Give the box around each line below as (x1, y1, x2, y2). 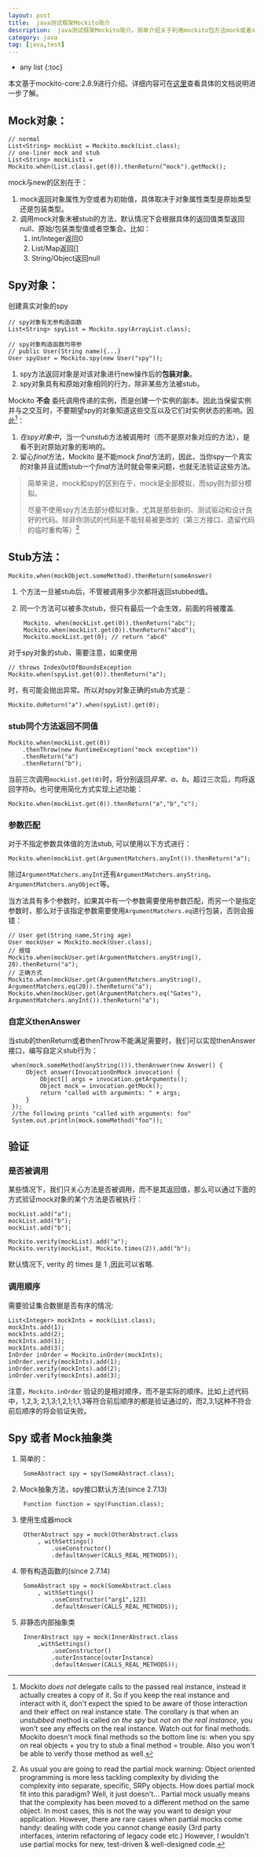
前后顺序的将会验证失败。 (8, 1406, 91, 1415)
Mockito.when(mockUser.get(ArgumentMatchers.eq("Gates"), (8, 990, 202, 997)
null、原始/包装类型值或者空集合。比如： (19, 224, 152, 233)
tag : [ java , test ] (8, 41, 65, 49)
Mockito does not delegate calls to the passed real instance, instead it (19, 1681, 247, 1691)
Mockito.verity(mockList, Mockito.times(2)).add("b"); (8, 1245, 192, 1253)
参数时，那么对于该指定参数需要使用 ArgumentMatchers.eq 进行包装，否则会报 (8, 906, 255, 916)
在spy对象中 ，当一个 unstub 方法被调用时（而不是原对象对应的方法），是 (19, 433, 250, 442)
